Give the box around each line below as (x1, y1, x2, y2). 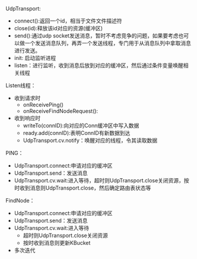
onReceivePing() (23, 101, 63, 108)
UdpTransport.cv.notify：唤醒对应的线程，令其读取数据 (23, 137, 158, 144)
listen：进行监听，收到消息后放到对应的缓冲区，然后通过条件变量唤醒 (14, 62, 183, 69)
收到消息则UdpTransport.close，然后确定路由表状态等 (19, 184, 151, 191)
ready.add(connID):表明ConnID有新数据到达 (23, 129, 131, 136)
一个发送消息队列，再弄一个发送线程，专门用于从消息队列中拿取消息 (24, 40, 191, 46)
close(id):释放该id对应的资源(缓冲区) (14, 25, 103, 31)
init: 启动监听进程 (14, 55, 56, 61)
